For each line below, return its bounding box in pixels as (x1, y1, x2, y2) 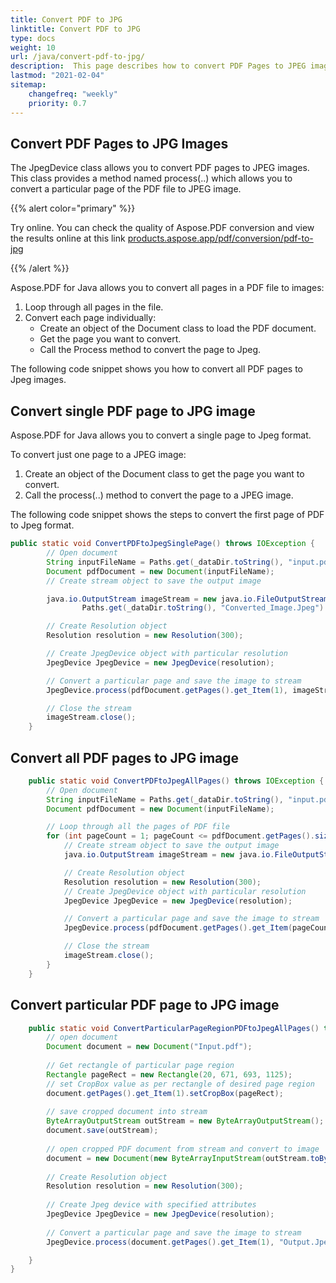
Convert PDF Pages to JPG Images (10, 135, 229, 152)
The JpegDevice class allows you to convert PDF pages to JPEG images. (10, 162, 310, 174)
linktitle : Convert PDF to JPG (10, 24, 141, 34)
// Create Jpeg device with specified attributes (46, 1200, 257, 1210)
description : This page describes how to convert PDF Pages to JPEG (10, 61, 307, 71)
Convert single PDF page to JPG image (10, 402, 256, 420)
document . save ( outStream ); (46, 1126, 159, 1136)
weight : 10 (10, 42, 56, 53)
